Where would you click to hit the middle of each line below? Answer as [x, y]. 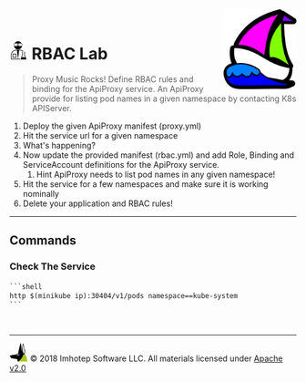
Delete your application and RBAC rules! [97, 203]
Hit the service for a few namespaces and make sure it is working [145, 184]
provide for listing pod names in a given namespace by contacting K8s [164, 98]
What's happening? [59, 145]
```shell [26, 286]
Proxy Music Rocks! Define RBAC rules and [112, 79]
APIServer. [51, 108]
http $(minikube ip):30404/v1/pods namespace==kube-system [124, 295]
